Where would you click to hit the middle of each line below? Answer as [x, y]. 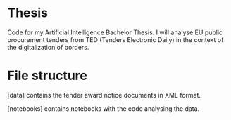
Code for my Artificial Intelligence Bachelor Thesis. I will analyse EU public [115, 32]
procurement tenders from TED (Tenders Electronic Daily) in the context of [115, 39]
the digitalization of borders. [48, 47]
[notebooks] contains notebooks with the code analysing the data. [104, 108]
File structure [48, 76]
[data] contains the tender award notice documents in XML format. [104, 95]
